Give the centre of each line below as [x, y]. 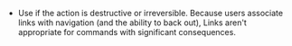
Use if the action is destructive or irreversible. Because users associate [150, 13]
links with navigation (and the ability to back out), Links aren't [132, 23]
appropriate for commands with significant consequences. [127, 32]
